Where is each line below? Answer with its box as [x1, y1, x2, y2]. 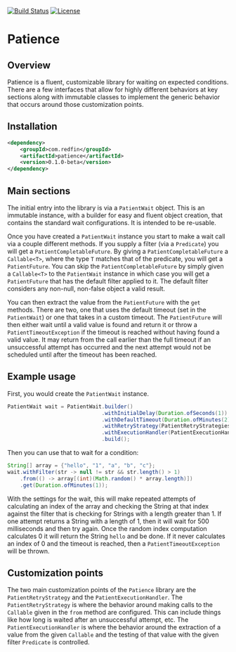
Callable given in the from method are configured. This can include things [7, 608, 221, 617]
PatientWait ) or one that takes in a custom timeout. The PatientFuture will [7, 313, 223, 321]
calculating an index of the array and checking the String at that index [7, 501, 209, 510]
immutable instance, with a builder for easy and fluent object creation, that [7, 211, 223, 219]
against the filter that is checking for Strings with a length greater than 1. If [7, 509, 222, 518]
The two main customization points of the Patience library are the [7, 586, 197, 594]
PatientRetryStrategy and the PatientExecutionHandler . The [7, 593, 183, 601]
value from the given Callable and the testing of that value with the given [7, 630, 219, 639]
